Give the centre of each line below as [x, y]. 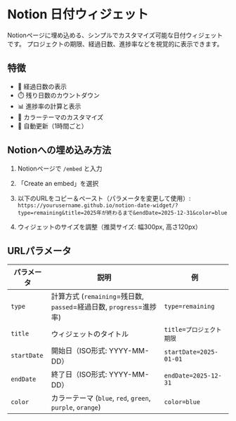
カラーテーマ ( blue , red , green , [101, 399]
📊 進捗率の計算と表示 [49, 106]
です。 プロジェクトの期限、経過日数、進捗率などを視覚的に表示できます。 [115, 44]
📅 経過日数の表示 [42, 86]
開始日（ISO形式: [79, 351]
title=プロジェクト [193, 330]
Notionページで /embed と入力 [60, 168]
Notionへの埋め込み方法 [59, 151]
